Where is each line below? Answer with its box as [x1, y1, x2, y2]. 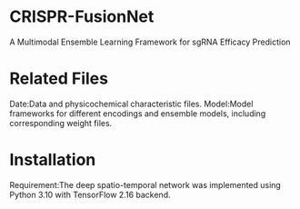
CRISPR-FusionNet [9, 6, 155, 27]
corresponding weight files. [9, 117, 113, 128]
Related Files [9, 68, 109, 89]
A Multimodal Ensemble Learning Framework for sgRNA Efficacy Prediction [9, 36, 291, 47]
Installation [9, 150, 96, 170]
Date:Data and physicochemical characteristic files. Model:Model [9, 98, 254, 109]
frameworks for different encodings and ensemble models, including [9, 107, 266, 119]
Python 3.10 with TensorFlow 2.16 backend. [9, 189, 171, 200]
